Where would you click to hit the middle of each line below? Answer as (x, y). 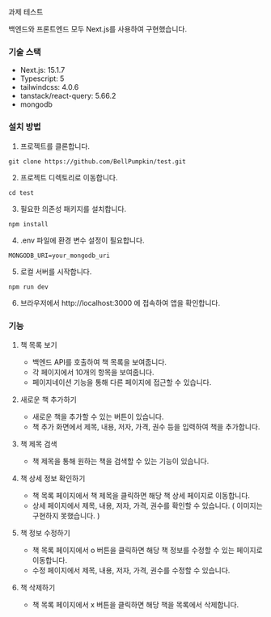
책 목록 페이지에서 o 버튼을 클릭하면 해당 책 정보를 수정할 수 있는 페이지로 (147, 550)
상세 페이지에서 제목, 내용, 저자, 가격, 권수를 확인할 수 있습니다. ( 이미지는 (147, 505)
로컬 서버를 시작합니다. (56, 271)
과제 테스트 (26, 12)
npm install (28, 224)
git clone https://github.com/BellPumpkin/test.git (97, 161)
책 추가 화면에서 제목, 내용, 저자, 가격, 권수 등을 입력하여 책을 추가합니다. (146, 426)
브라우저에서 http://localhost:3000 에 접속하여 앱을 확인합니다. (120, 302)
